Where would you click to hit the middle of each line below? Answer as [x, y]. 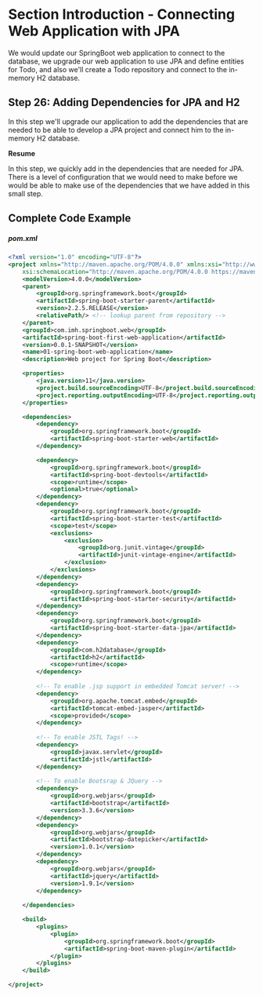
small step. [25, 193]
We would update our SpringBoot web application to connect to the [117, 53]
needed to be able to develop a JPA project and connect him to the [116, 130]
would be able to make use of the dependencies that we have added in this [129, 185]
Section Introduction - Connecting [122, 15]
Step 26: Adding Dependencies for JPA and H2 [124, 102]
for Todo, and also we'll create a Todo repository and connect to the [118, 69]
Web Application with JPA [94, 31]
